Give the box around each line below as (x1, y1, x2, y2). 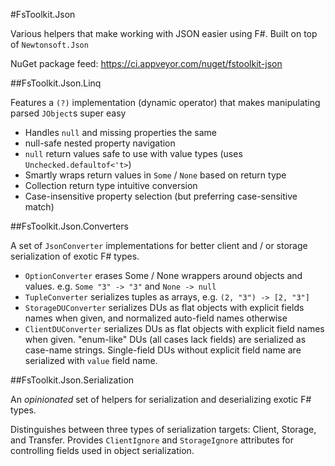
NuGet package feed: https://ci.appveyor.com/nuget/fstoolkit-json (10, 58, 283, 69)
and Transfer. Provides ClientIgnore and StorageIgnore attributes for (10, 434, 294, 446)
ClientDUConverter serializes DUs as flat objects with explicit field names (24, 323, 325, 334)
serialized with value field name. (24, 355, 158, 366)
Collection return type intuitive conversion (24, 180, 198, 191)
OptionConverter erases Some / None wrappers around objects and (24, 270, 303, 281)
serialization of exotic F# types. (10, 250, 140, 262)
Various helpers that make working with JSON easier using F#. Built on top (10, 28, 318, 39)
